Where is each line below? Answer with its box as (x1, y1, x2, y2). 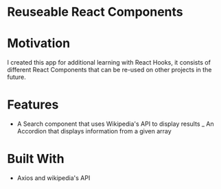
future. (7, 73, 26, 81)
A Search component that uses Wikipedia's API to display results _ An (16, 120, 214, 128)
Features (7, 97, 59, 113)
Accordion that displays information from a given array (16, 127, 172, 135)
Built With (7, 151, 65, 167)
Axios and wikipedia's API (16, 174, 91, 182)
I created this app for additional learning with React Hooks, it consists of (7, 58, 211, 67)
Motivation (7, 36, 71, 52)
